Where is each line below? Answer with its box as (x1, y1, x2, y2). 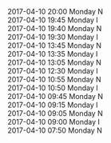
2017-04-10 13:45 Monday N (7, 41, 101, 50)
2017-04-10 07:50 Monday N (7, 125, 103, 135)
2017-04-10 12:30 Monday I (7, 66, 98, 75)
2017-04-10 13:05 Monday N (7, 58, 101, 67)
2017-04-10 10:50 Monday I (7, 83, 98, 93)
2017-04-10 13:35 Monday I (7, 50, 98, 58)
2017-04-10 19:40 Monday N (7, 24, 102, 33)
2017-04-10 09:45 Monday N (7, 92, 103, 101)
